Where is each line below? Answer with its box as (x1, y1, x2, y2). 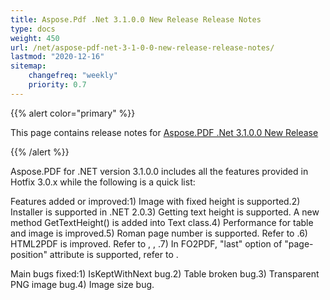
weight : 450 (10, 33, 60, 43)
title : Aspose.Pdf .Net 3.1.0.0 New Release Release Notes (10, 14, 262, 25)
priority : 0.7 (28, 80, 87, 90)
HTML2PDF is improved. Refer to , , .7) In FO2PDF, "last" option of (10, 237, 283, 250)
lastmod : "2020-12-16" (10, 52, 105, 62)
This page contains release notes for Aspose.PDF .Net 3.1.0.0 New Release (10, 126, 319, 138)
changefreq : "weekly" (28, 71, 118, 81)
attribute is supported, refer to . (49, 248, 179, 260)
